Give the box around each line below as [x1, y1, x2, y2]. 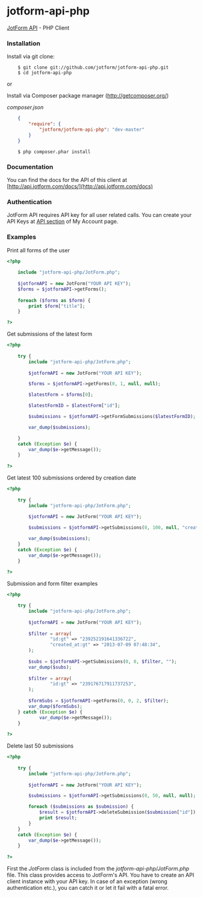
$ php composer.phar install [17, 149, 91, 155]
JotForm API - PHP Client [7, 24, 70, 31]
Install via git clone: [7, 53, 55, 60]
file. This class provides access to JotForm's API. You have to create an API [7, 872, 195, 878]
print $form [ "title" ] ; [28, 303, 86, 309]
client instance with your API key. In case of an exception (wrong [7, 878, 167, 885]
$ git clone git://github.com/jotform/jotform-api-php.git [17, 64, 169, 70]
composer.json [7, 104, 44, 111]
